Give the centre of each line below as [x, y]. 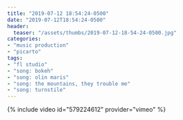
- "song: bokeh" [30, 71]
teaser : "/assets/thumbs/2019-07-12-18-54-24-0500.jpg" [95, 33]
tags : [15, 58]
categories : [24, 39]
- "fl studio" [28, 64]
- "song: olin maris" [38, 77]
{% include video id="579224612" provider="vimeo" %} [87, 110]
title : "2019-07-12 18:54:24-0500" [58, 13]
